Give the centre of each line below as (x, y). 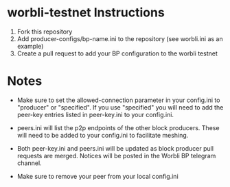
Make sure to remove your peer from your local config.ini (97, 176)
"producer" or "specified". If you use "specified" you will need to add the (120, 107)
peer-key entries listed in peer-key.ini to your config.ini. (95, 114)
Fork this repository (45, 32)
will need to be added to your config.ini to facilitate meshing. (103, 135)
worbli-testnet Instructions (86, 13)
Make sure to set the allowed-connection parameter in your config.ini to (118, 100)
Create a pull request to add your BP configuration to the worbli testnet (117, 53)
